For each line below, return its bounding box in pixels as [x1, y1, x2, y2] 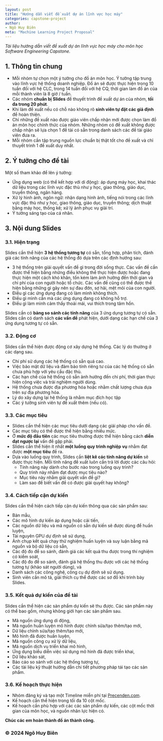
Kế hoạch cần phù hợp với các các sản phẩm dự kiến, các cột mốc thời [12, 703, 155, 708]
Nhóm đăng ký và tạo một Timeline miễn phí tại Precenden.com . [12, 692, 141, 698]
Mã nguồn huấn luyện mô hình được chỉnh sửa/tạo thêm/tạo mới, [12, 623, 142, 629]
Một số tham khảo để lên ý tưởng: [5, 169, 72, 175]
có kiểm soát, [12, 554, 39, 560]
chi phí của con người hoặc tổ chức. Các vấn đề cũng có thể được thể [12, 280, 152, 286]
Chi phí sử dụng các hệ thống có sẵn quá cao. [12, 358, 105, 364]
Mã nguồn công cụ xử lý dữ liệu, [12, 638, 77, 644]
